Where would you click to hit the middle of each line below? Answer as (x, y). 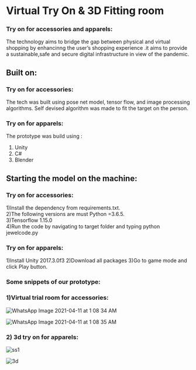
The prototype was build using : (44, 136)
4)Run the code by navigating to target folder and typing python (83, 227)
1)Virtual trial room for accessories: (58, 298)
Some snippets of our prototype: (53, 282)
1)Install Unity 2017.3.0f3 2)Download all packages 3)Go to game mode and (97, 261)
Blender (24, 160)
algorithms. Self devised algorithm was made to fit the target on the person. (97, 108)
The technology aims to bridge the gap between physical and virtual (88, 42)
